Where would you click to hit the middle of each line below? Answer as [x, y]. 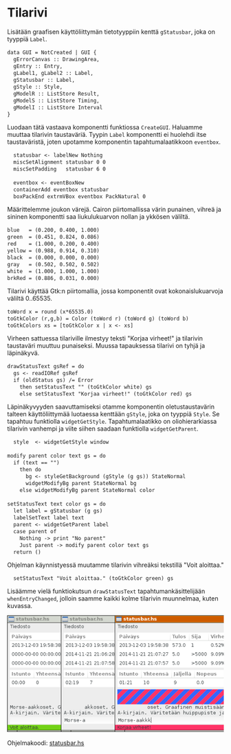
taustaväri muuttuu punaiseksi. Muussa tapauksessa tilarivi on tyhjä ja [106, 345]
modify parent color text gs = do [57, 455]
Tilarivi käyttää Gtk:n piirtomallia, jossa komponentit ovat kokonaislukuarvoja [115, 291]
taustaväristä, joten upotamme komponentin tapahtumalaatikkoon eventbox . [114, 142]
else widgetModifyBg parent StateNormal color [87, 490]
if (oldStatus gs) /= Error [54, 380]
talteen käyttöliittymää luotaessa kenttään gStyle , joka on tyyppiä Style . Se [113, 413]
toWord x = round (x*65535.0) [51, 312]
